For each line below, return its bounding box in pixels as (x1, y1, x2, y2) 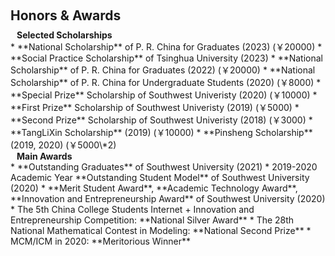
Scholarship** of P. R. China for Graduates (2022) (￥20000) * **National (10, 64, 316, 76)
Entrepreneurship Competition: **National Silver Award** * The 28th (10, 214, 295, 226)
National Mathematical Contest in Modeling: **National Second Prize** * (10, 225, 312, 236)
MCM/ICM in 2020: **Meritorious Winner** (10, 235, 191, 247)
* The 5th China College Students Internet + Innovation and (10, 204, 255, 215)
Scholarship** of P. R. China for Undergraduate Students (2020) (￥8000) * (10, 77, 322, 88)
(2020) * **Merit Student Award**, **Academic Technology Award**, (10, 182, 298, 194)
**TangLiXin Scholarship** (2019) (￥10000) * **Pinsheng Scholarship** (10, 127, 313, 138)
